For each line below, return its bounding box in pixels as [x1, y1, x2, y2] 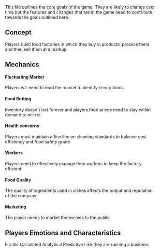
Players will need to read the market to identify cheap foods [5, 85, 124, 91]
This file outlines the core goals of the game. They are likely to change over [5, 4, 155, 10]
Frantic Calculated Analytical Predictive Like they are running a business [5, 242, 149, 248]
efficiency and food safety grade [5, 139, 70, 144]
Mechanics [5, 61, 40, 69]
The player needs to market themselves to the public [5, 215, 110, 220]
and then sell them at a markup [5, 46, 67, 52]
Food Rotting [5, 96, 31, 101]
